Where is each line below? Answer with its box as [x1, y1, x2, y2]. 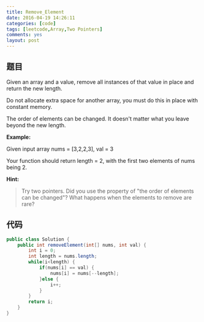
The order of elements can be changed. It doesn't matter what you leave [6, 114, 189, 122]
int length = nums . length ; [28, 253, 97, 260]
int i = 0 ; [28, 247, 56, 254]
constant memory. [6, 103, 53, 110]
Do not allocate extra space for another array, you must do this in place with [6, 96, 198, 104]
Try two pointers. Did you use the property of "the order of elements [21, 187, 194, 195]
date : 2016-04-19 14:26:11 [6, 15, 75, 21]
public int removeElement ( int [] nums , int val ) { [17, 242, 147, 248]
